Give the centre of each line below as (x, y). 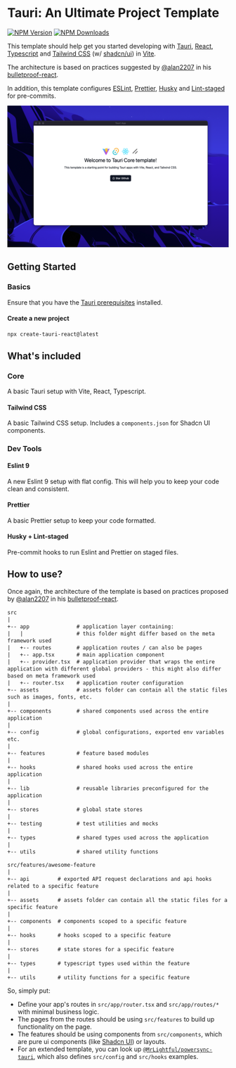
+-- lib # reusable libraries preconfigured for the (108, 788)
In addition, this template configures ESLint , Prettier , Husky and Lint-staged (116, 88)
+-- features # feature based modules (78, 753)
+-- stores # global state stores (75, 809)
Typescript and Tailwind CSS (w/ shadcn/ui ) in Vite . (82, 53)
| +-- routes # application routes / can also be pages (105, 648)
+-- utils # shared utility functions (83, 852)
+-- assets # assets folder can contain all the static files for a (118, 900)
